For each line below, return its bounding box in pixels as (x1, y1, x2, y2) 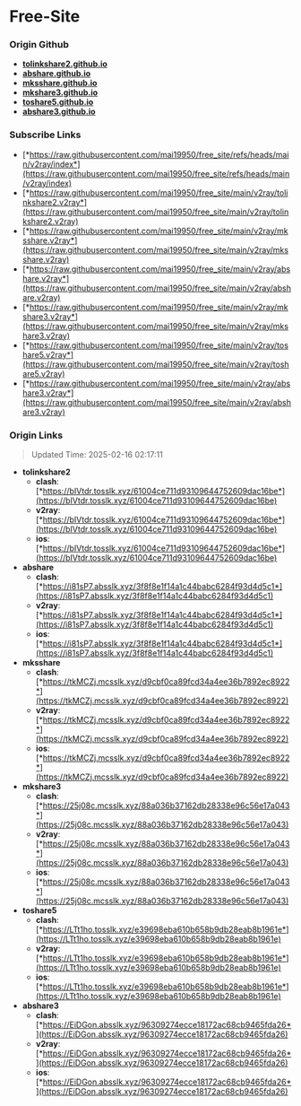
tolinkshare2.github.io (21, 58, 107, 69)
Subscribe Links (9, 128, 82, 141)
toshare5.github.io (21, 97, 94, 108)
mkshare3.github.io (21, 87, 99, 98)
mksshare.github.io (21, 78, 98, 89)
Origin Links (9, 429, 64, 441)
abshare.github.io (21, 68, 91, 79)
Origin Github (9, 39, 70, 51)
